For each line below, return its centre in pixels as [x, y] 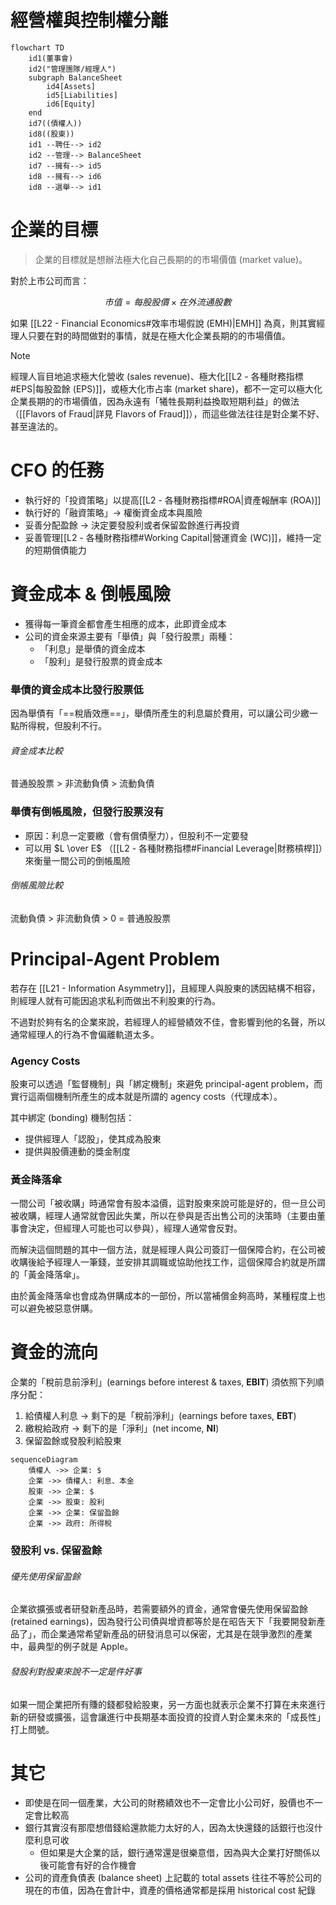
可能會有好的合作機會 [92, 1865]
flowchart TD [37, 47]
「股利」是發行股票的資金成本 [101, 661]
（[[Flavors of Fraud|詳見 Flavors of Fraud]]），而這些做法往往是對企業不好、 [167, 413]
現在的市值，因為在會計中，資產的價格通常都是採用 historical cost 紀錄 [170, 1890]
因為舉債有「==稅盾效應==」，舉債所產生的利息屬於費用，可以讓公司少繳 [160, 713]
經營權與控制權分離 [89, 20]
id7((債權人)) [55, 123]
